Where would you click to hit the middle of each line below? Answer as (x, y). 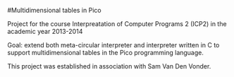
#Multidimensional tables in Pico (54, 10)
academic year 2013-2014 (45, 31)
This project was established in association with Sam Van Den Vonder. (109, 66)
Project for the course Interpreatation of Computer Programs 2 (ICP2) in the (117, 24)
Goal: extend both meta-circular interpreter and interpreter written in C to (113, 45)
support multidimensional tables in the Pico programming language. (106, 53)
